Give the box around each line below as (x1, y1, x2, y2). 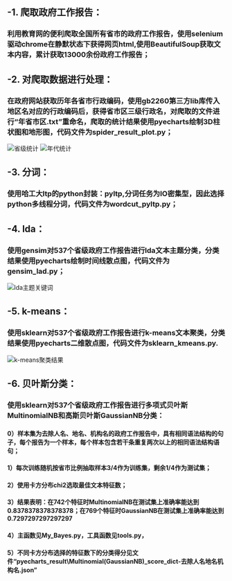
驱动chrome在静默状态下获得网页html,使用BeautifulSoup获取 (7, 40, 214, 49)
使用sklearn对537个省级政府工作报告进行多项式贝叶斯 (7, 401, 188, 410)
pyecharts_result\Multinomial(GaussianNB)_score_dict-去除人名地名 (16, 557, 218, 565)
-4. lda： (7, 223, 45, 234)
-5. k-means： (7, 306, 71, 318)
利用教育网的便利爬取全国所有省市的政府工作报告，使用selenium (7, 29, 224, 39)
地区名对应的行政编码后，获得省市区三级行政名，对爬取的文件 (7, 106, 213, 116)
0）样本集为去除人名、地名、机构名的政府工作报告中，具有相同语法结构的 (7, 429, 218, 437)
